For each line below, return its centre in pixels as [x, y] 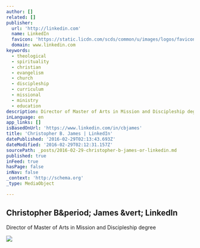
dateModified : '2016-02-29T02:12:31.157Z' [60, 145]
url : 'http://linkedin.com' [46, 28]
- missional [26, 95]
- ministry [25, 100]
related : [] [21, 17]
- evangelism [28, 73]
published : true [26, 156]
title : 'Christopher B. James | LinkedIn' [60, 134]
